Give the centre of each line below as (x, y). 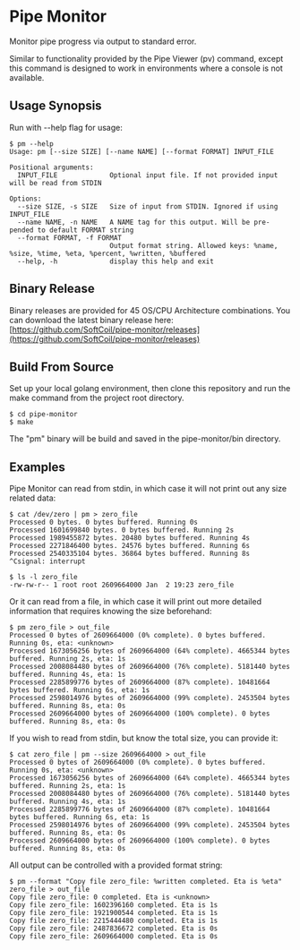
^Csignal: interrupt (48, 561)
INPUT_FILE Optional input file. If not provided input (148, 175)
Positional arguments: (51, 167)
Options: (26, 199)
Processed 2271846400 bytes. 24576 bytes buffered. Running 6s (130, 546)
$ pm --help (31, 144)
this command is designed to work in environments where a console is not (146, 68)
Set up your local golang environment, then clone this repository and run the (150, 389)
